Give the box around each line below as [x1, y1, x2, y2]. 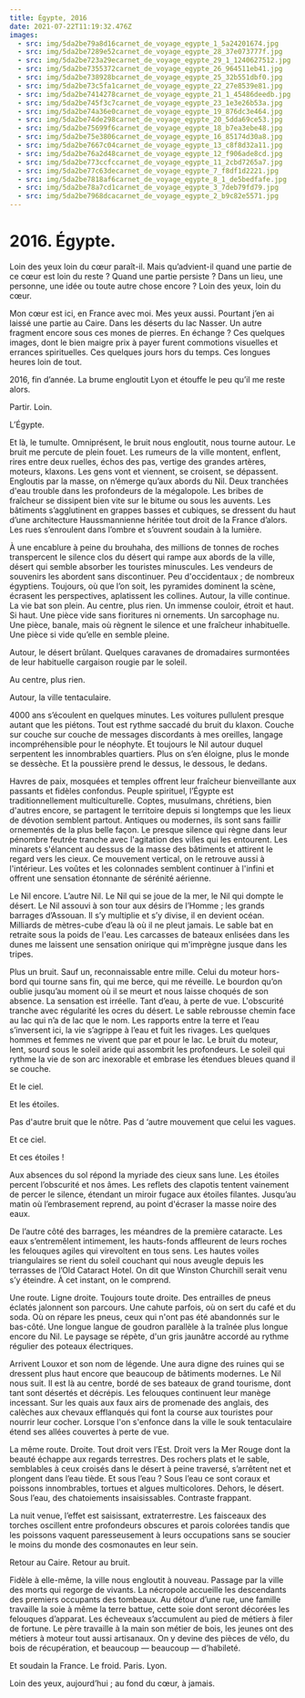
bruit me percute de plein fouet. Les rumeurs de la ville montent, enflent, [9, 446, 281, 457]
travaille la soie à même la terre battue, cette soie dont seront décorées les [9, 1603, 290, 1614]
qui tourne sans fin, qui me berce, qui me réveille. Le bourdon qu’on [28, 976, 283, 987]
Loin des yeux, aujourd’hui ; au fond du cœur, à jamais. [9, 1677, 216, 1689]
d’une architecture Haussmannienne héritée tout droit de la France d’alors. [9, 514, 289, 525]
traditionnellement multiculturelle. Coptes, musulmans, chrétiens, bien [9, 795, 272, 806]
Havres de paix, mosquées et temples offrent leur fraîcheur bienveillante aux [9, 775, 297, 786]
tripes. [9, 949, 34, 959]
